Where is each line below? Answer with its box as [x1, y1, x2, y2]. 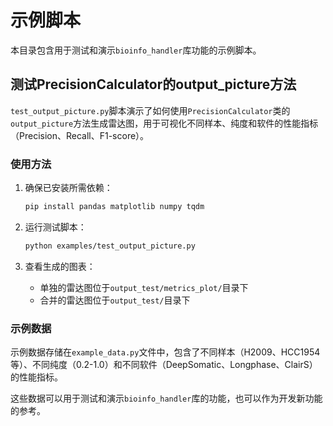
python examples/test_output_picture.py [24, 241, 196, 251]
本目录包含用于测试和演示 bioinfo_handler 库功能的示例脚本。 [10, 44, 262, 56]
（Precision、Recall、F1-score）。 [10, 129, 150, 141]
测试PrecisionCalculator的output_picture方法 [10, 76, 297, 93]
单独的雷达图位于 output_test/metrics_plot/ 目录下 [39, 281, 249, 293]
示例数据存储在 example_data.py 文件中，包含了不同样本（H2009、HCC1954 [10, 346, 321, 358]
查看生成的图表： [24, 260, 96, 272]
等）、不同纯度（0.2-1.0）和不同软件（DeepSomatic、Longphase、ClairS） [10, 359, 318, 371]
